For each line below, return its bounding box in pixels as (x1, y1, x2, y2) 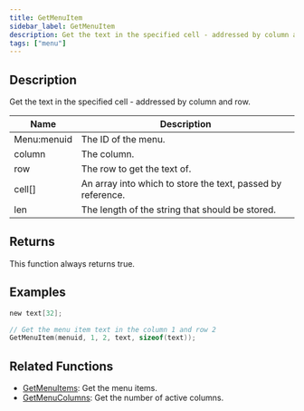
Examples (9, 285, 66, 300)
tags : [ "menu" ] (9, 38, 67, 48)
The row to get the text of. (81, 162, 192, 175)
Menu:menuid (14, 133, 72, 146)
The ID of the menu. (81, 133, 166, 146)
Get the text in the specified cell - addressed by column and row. (9, 96, 251, 107)
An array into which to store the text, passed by (81, 178, 282, 191)
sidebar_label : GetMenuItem (9, 22, 116, 31)
